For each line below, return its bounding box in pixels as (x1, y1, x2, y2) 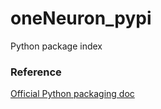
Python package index (10, 40, 103, 52)
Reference (10, 65, 62, 79)
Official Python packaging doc (10, 88, 135, 100)
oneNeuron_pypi (10, 7, 152, 30)
